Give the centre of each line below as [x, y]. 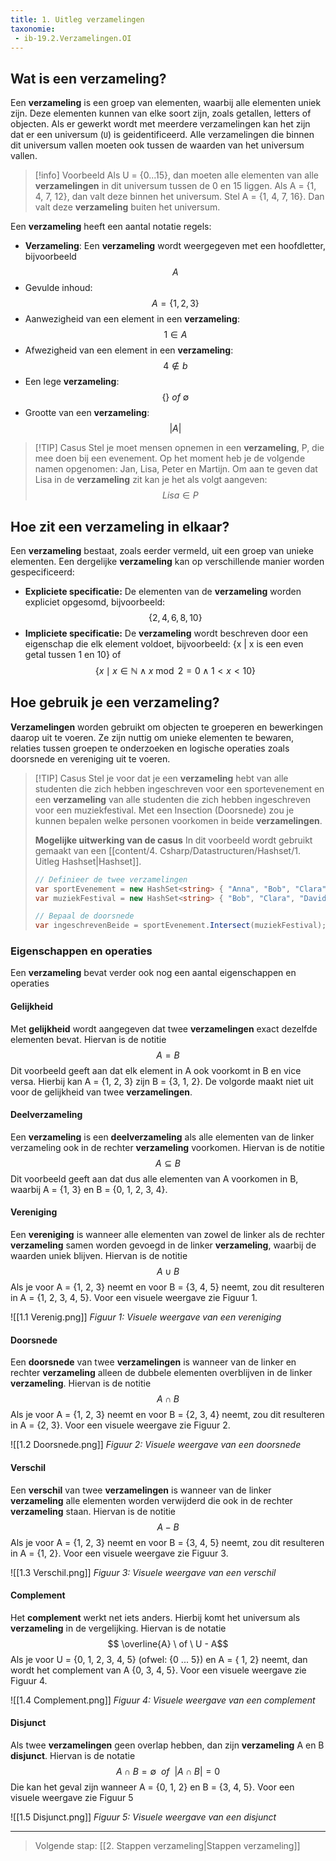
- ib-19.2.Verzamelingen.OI [73, 38]
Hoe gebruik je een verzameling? [115, 702]
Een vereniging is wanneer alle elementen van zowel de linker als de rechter [168, 1235]
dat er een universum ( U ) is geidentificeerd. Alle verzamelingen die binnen [162, 135]
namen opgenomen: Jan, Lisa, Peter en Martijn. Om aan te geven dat [176, 469]
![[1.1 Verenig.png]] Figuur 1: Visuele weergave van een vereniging [146, 1317]
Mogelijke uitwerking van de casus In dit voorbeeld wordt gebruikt [173, 840]
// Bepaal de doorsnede [84, 916]
